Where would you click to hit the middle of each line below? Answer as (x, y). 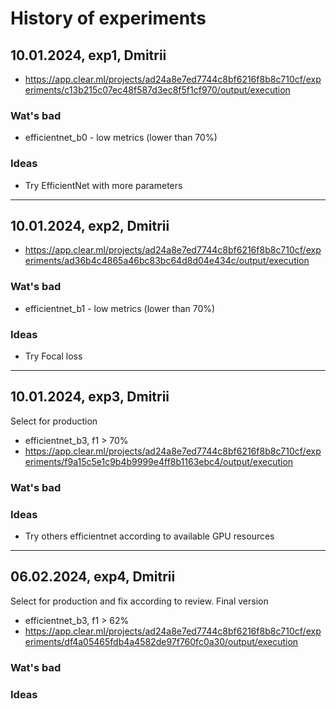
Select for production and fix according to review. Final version (139, 601)
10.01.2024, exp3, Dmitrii (90, 397)
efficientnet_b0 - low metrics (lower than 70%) (121, 138)
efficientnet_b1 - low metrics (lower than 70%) (120, 308)
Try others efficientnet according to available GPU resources (149, 536)
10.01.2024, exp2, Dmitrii (90, 225)
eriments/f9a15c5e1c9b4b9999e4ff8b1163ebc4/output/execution (159, 461)
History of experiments (108, 18)
